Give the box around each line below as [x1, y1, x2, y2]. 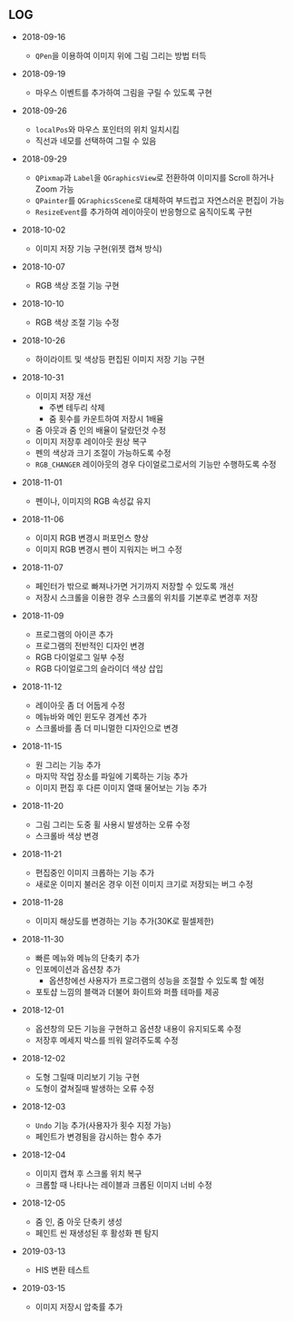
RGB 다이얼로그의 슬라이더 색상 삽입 [34, 663, 164, 674]
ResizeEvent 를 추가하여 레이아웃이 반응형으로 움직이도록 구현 [34, 206, 253, 217]
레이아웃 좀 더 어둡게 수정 [34, 699, 126, 711]
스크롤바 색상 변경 [34, 830, 99, 841]
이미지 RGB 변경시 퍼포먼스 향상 [34, 532, 149, 543]
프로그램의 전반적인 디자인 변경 [34, 640, 145, 651]
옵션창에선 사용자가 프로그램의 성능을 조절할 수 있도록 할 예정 [48, 975, 265, 986]
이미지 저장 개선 [34, 390, 92, 401]
